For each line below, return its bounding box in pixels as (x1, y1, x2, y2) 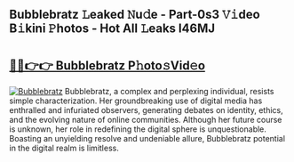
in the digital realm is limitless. (9, 142, 120, 153)
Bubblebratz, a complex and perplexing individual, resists (65, 86, 274, 96)
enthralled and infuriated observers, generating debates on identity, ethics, (9, 105, 284, 115)
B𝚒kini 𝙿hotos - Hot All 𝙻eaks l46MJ (9, 21, 216, 36)
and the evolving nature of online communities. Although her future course (9, 115, 282, 125)
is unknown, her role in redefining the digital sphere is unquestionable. (9, 124, 266, 134)
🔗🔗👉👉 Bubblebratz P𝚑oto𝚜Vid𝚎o (9, 58, 206, 73)
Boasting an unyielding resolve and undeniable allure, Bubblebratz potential (9, 134, 286, 143)
